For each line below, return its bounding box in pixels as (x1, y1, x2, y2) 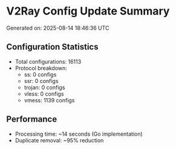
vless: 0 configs (24, 90, 64, 98)
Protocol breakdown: (15, 64, 68, 71)
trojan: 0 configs (24, 84, 65, 91)
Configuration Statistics (6, 42, 99, 52)
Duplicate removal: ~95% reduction (15, 136, 104, 144)
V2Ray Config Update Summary (6, 4, 170, 18)
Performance (6, 114, 57, 125)
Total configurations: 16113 (15, 58, 82, 65)
